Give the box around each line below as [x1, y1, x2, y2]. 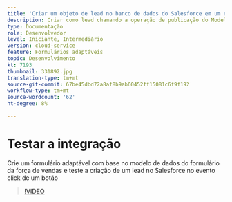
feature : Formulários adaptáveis [7, 49, 104, 56]
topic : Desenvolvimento [7, 55, 76, 62]
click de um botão [7, 174, 59, 182]
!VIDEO [23, 187, 45, 195]
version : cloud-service [7, 42, 76, 49]
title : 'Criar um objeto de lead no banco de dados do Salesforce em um [7, 10, 221, 17]
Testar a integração [7, 136, 122, 152]
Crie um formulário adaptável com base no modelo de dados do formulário [7, 158, 220, 167]
